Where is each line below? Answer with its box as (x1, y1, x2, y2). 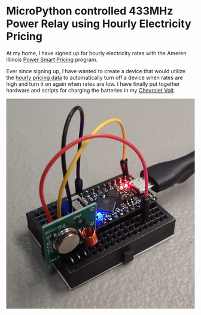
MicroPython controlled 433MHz (6, 4, 173, 18)
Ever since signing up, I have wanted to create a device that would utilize (6, 67, 186, 74)
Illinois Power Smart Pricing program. (6, 56, 98, 63)
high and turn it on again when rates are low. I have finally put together (6, 80, 181, 88)
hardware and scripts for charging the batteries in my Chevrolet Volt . (6, 86, 175, 94)
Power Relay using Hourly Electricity (6, 17, 191, 31)
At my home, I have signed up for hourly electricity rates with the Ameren (6, 49, 187, 56)
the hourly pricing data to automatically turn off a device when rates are (6, 74, 184, 81)
